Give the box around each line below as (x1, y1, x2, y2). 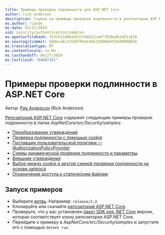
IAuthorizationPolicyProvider (12, 145, 70, 151)
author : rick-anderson (5, 12, 52, 17)
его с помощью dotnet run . (12, 224, 70, 230)
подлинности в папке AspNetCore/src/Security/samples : (5, 120, 122, 126)
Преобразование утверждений (12, 130, 78, 135)
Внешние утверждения (12, 156, 61, 161)
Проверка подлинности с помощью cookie (12, 134, 102, 140)
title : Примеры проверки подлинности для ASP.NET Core (5, 7, 120, 12)
